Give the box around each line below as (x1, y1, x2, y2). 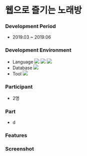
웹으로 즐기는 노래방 (5, 5, 82, 16)
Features (5, 132, 27, 139)
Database (12, 65, 32, 71)
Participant (5, 83, 33, 90)
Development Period (5, 23, 56, 30)
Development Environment (5, 47, 71, 54)
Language (12, 59, 33, 65)
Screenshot (5, 145, 34, 152)
